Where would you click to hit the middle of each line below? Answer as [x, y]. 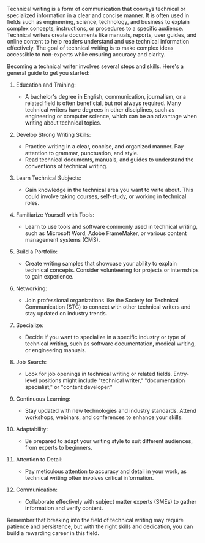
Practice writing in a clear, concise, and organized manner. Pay [104, 146]
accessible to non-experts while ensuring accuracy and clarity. [86, 54]
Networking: [32, 288]
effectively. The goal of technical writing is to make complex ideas [90, 48]
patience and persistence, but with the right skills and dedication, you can [100, 526]
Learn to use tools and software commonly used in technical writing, [111, 227]
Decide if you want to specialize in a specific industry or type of [105, 337]
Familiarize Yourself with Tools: [55, 215]
